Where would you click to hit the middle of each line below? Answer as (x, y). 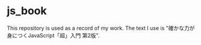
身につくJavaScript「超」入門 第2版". (53, 35)
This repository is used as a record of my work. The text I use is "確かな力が (101, 28)
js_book (27, 11)
